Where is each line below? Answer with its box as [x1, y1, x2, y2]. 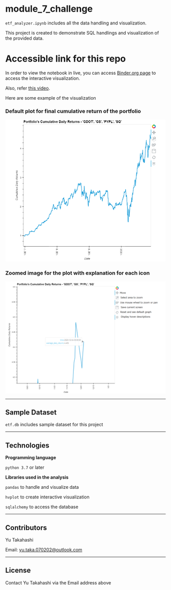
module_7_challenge [5, 3, 93, 15]
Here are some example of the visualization [5, 95, 96, 101]
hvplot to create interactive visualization [5, 494, 90, 500]
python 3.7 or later [5, 464, 45, 470]
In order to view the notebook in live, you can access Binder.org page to [5, 70, 156, 76]
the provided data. [5, 35, 44, 41]
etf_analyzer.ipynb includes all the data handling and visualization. [5, 20, 147, 26]
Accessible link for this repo [5, 53, 126, 65]
